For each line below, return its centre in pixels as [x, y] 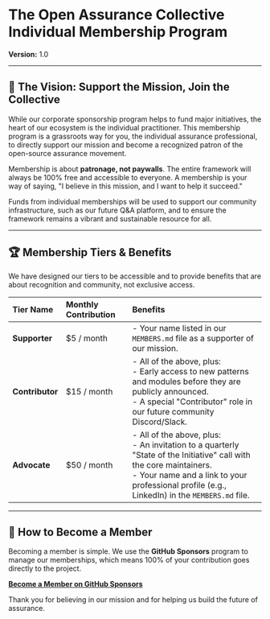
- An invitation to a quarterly [186, 444]
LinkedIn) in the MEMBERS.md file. [191, 495]
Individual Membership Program [118, 32]
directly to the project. [45, 568]
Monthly [82, 304]
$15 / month [89, 391]
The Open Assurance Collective [117, 15]
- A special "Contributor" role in [192, 402]
